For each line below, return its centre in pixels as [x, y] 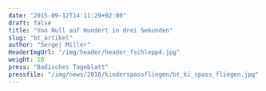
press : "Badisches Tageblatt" [59, 67]
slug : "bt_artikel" [41, 38]
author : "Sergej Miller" [50, 45]
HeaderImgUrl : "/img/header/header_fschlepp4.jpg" [94, 52]
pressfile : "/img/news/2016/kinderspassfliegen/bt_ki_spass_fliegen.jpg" [134, 74]
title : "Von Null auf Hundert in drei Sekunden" [91, 30]
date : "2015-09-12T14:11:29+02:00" [67, 15]
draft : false [30, 23]
